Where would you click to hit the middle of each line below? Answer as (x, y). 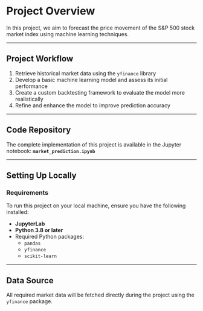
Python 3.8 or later (39, 230)
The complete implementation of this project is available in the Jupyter (94, 144)
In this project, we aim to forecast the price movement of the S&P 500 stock (101, 28)
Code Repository (39, 130)
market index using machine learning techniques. (67, 34)
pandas (32, 243)
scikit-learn (40, 256)
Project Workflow (40, 59)
